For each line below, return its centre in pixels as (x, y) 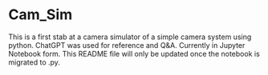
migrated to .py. (34, 62)
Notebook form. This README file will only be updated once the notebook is (134, 53)
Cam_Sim (41, 15)
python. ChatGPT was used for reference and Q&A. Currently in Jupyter (127, 45)
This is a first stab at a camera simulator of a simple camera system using (130, 37)
